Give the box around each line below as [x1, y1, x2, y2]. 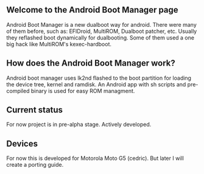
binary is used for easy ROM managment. [30, 87, 135, 94]
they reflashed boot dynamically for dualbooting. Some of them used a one [6, 33, 195, 41]
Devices [6, 138, 38, 148]
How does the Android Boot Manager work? [6, 58, 175, 69]
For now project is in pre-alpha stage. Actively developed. [6, 121, 152, 128]
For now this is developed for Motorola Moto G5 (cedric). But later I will [6, 155, 184, 162]
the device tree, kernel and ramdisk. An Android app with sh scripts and [6, 80, 186, 88]
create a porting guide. [6, 161, 64, 169]
